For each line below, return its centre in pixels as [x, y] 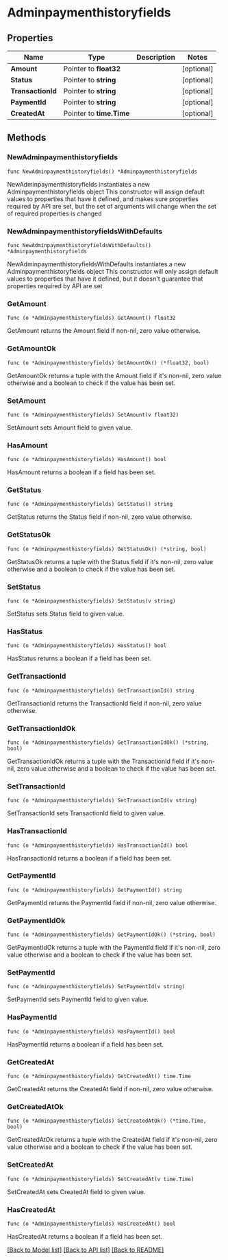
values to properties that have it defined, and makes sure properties [103, 199]
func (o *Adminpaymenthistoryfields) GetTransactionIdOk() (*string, [109, 743]
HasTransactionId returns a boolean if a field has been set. [90, 858]
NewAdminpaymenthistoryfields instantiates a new [79, 184]
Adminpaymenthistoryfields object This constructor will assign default [106, 191]
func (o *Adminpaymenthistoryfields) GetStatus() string [90, 504]
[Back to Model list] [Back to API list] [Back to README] [86, 1250]
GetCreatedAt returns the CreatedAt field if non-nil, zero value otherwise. [110, 1089]
